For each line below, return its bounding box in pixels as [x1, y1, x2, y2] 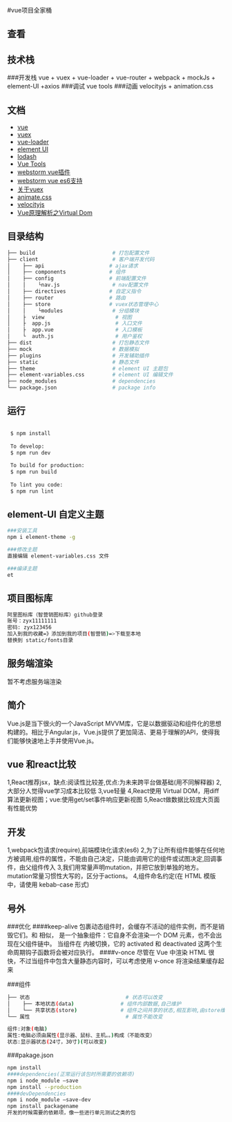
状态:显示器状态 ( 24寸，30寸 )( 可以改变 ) [7, 1038, 107, 1045]
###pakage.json [7, 1051, 54, 1059]
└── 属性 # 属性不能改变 [7, 1013, 164, 1020]
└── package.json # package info [7, 384, 156, 392]
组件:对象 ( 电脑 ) [7, 1025, 48, 1033]
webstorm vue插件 [17, 168, 70, 176]
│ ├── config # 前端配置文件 [7, 275, 146, 282]
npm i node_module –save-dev [7, 1096, 91, 1103]
